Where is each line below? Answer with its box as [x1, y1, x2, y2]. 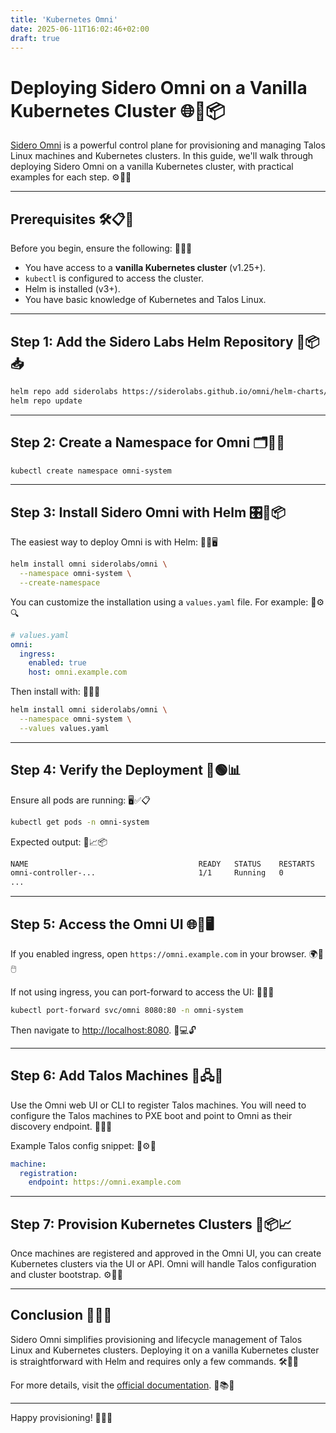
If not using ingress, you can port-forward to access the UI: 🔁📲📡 [10, 986, 275, 998]
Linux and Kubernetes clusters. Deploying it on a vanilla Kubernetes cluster [10, 1344, 320, 1356]
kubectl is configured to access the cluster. [24, 272, 204, 285]
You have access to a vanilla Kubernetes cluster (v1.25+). [24, 262, 267, 274]
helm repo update [10, 396, 83, 406]
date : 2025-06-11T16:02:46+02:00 [10, 24, 150, 34]
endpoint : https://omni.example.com [28, 1177, 182, 1188]
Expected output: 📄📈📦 [10, 836, 108, 848]
